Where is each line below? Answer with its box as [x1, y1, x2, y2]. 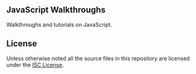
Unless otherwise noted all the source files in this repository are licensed [6, 55, 190, 62]
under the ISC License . [6, 61, 64, 69]
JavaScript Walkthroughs [6, 5, 106, 15]
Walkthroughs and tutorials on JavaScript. [6, 21, 112, 28]
